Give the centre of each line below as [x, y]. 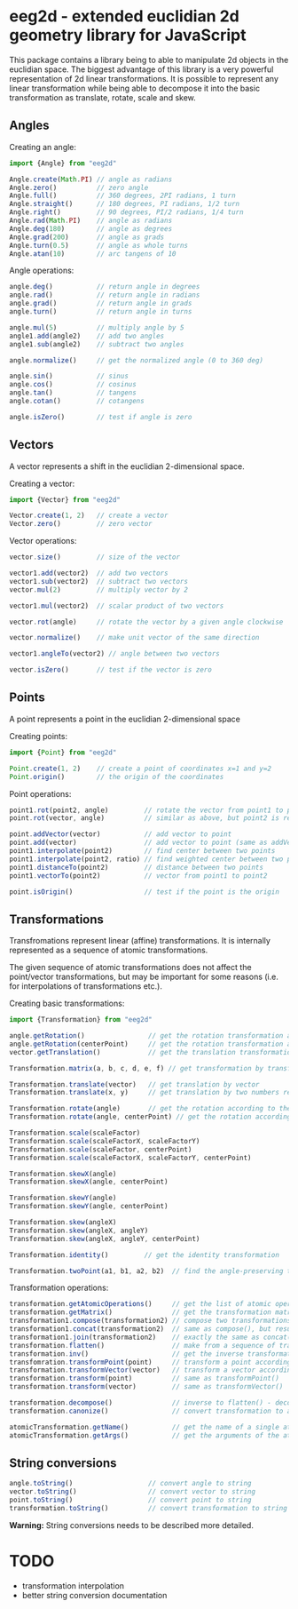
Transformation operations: [59, 1288]
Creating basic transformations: [67, 1004]
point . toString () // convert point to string [130, 1500]
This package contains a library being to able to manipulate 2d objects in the [149, 60]
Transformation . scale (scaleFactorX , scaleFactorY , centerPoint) [130, 1158]
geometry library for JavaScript [128, 35]
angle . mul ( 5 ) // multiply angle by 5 [97, 327]
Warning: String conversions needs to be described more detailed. [132, 1525]
